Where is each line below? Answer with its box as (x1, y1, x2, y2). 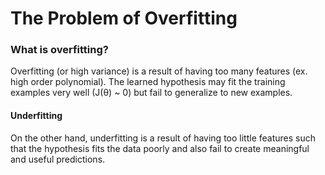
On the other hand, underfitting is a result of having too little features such (10, 132, 317, 144)
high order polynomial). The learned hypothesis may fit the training (10, 76, 286, 88)
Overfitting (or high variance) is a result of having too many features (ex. (10, 65, 308, 77)
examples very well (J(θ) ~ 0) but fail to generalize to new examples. (10, 87, 293, 99)
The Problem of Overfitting (10, 7, 238, 30)
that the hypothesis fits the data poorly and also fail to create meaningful (10, 142, 310, 154)
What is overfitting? (10, 43, 109, 57)
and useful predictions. (10, 153, 106, 165)
